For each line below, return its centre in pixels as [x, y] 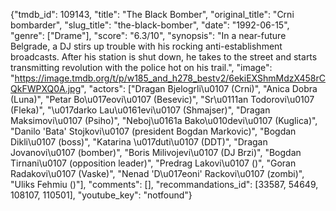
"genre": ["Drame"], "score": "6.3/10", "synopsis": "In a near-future [148, 35]
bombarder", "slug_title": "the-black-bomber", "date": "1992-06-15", [150, 25]
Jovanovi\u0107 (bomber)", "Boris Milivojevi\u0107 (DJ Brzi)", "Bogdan [156, 152]
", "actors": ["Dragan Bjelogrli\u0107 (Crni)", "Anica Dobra [199, 88]
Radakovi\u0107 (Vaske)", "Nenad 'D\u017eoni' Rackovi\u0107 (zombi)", [157, 173]
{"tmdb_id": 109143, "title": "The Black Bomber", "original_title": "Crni [152, 14]
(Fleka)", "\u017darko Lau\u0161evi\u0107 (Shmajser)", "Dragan [140, 110]
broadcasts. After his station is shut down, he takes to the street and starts [164, 57]
